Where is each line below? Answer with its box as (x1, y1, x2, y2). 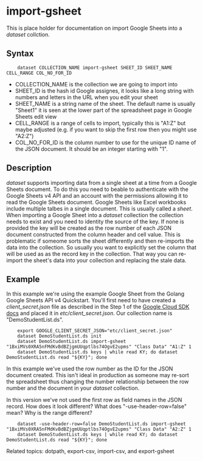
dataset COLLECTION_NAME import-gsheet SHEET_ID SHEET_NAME (17, 64, 173, 71)
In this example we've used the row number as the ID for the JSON (6, 365, 173, 372)
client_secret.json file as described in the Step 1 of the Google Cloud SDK (6, 303, 190, 311)
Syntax (6, 49, 34, 59)
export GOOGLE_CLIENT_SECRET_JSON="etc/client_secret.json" (17, 328, 173, 334)
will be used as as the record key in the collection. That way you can (6, 250, 177, 257)
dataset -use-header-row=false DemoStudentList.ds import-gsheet (17, 421, 187, 427)
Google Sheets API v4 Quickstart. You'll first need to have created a (6, 297, 176, 304)
